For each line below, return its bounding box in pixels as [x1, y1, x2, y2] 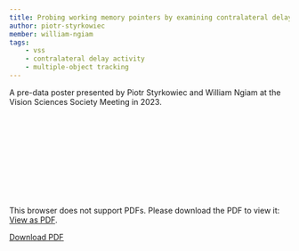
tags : [9, 37, 29, 47]
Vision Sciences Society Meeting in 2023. [9, 96, 162, 107]
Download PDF [9, 231, 64, 242]
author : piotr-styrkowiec [9, 21, 105, 30]
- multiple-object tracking [25, 63, 129, 72]
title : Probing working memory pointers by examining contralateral [9, 12, 269, 22]
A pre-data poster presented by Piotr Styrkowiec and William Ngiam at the [9, 86, 281, 98]
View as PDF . [9, 215, 58, 225]
